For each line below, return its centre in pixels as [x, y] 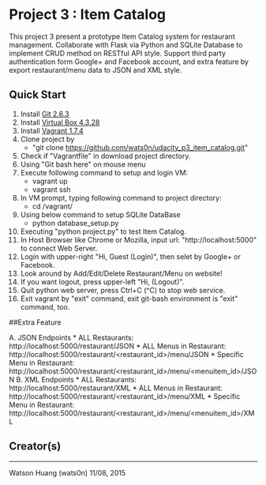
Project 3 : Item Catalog [88, 15]
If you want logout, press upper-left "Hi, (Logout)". [102, 281]
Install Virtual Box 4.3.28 [60, 122]
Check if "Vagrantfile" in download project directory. [105, 156]
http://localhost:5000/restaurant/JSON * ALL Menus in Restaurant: [118, 346]
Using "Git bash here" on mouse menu [83, 164]
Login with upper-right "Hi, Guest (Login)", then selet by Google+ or [131, 256]
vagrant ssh [51, 189]
